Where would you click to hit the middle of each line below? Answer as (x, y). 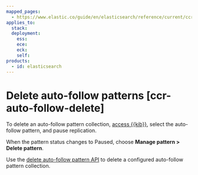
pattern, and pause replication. (60, 131)
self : (24, 55)
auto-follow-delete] (55, 108)
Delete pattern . (25, 148)
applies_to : (21, 22)
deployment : (26, 34)
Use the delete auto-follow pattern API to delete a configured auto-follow (95, 160)
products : (18, 61)
